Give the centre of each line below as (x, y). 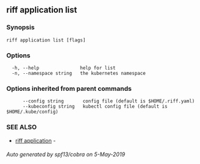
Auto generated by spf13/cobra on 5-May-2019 (66, 154)
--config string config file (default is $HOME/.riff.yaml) (109, 101)
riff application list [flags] (46, 40)
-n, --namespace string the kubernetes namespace (79, 73)
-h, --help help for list (64, 68)
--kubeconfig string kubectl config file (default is (95, 107)
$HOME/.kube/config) (33, 112)
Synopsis (20, 27)
